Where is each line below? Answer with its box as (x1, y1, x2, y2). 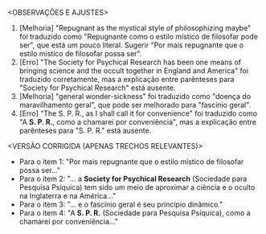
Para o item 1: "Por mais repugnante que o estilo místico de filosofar (18, 157, 244, 166)
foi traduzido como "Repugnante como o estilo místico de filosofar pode (18, 32, 259, 41)
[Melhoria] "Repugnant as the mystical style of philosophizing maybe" (18, 23, 252, 32)
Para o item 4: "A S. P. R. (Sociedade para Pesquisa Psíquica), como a (18, 208, 251, 217)
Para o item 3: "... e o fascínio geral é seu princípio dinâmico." (18, 199, 223, 209)
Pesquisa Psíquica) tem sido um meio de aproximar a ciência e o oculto (18, 183, 256, 192)
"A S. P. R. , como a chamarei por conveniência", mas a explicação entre (18, 117, 256, 126)
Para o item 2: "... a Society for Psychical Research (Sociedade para (18, 174, 248, 183)
